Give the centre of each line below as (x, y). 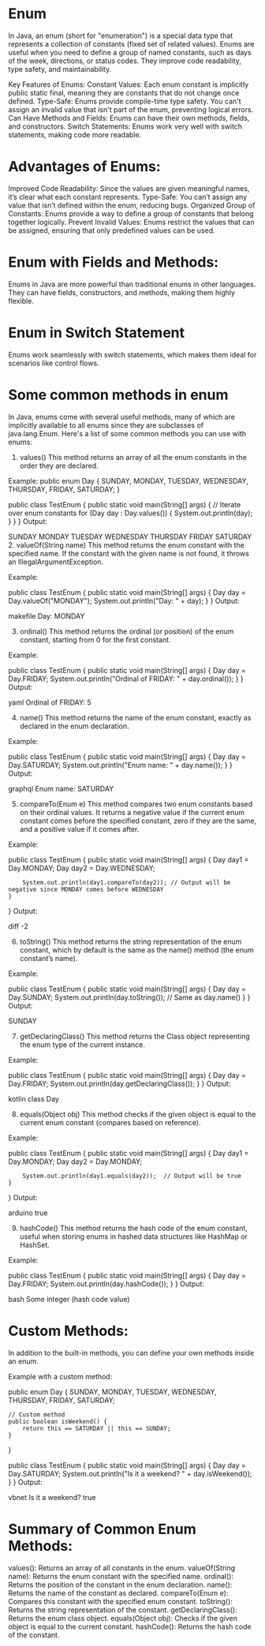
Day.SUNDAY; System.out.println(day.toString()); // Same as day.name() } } (129, 997)
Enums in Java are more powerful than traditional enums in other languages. (132, 284)
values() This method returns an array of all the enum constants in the (133, 457)
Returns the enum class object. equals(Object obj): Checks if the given (123, 1618)
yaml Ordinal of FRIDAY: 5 (50, 702)
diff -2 (19, 926)
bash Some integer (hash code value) (69, 1299)
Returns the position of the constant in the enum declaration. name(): (120, 1584)
